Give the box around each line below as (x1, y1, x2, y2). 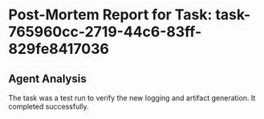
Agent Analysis (8, 72, 87, 85)
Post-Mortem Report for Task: (8, 6, 213, 24)
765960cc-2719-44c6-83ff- (8, 23, 202, 41)
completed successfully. (8, 102, 90, 111)
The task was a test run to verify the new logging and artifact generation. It (8, 93, 256, 102)
